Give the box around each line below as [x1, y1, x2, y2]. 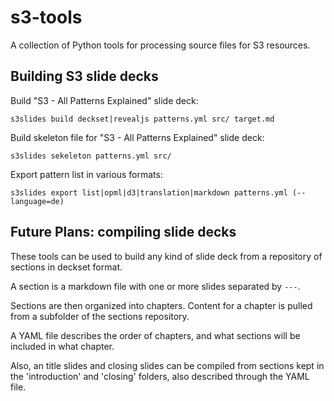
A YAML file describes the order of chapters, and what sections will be [10, 329, 301, 341]
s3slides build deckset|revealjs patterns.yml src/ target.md [10, 114, 275, 124]
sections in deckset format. [10, 261, 123, 273]
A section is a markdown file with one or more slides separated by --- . [10, 280, 301, 292]
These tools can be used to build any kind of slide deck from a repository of [10, 250, 323, 262]
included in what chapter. [10, 340, 115, 352]
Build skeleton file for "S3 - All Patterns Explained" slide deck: [10, 131, 265, 143]
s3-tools [10, 6, 83, 29]
